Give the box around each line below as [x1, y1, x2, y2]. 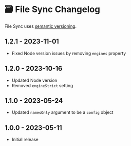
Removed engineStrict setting [11, 82, 74, 88]
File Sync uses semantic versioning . [4, 23, 76, 29]
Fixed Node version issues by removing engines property [11, 50, 126, 56]
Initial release [11, 137, 38, 143]
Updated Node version [11, 77, 57, 83]
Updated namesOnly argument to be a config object [11, 109, 113, 115]
